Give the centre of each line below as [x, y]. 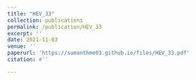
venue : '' [22, 46]
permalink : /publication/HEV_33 [54, 27]
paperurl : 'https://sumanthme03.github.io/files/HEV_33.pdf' [99, 53]
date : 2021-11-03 [33, 40]
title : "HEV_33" [31, 14]
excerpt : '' [25, 33]
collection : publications [45, 20]
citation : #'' [28, 60]
